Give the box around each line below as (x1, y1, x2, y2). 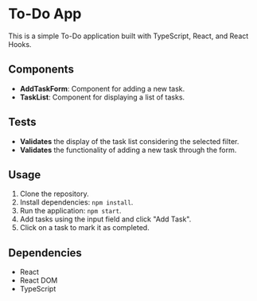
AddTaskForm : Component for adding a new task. (19, 84, 185, 93)
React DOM (19, 276, 58, 285)
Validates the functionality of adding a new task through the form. (19, 145, 237, 154)
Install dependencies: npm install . (19, 197, 134, 207)
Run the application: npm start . (19, 206, 122, 216)
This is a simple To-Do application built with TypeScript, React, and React (8, 31, 249, 41)
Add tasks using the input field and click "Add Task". (19, 214, 192, 224)
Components (8, 63, 74, 76)
